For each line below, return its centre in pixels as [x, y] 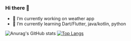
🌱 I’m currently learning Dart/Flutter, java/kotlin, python [69, 24]
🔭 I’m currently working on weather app [53, 19]
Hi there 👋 [18, 8]
